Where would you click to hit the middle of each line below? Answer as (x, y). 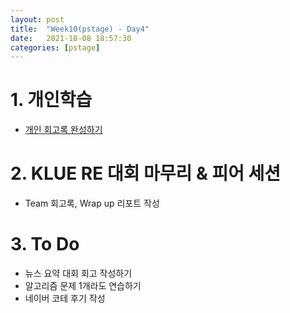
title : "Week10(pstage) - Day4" (80, 29)
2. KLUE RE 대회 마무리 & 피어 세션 (146, 173)
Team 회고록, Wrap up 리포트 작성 (92, 203)
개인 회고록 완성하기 (63, 130)
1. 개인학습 (51, 100)
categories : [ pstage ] (55, 47)
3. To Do (45, 244)
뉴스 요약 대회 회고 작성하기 (78, 273)
